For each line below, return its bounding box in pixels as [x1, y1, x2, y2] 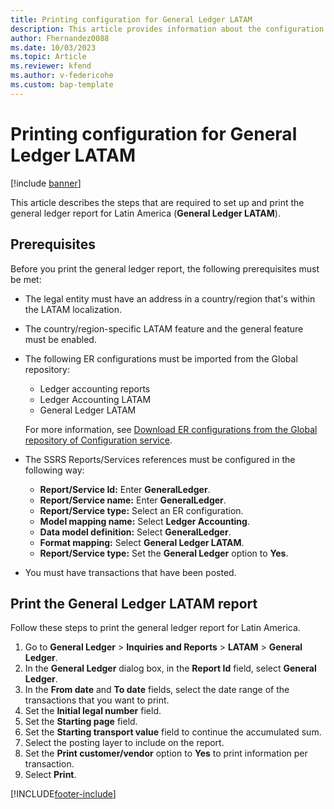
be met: [10, 273, 42, 285]
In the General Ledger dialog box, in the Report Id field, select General [24, 662, 317, 675]
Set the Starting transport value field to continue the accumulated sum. [24, 726, 322, 738]
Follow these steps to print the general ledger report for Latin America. [10, 622, 301, 634]
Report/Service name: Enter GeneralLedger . [39, 494, 227, 506]
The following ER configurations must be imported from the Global [24, 352, 298, 365]
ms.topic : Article [10, 52, 87, 62]
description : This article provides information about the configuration [10, 24, 325, 34]
